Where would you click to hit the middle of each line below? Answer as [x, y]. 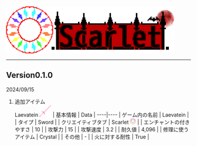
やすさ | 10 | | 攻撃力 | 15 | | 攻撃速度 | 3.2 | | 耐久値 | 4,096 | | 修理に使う [102, 129]
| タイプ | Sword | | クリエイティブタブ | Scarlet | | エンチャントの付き [102, 122]
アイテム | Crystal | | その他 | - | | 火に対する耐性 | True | [82, 137]
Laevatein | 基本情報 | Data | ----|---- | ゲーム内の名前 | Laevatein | [102, 114]
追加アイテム [30, 101]
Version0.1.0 [30, 75]
